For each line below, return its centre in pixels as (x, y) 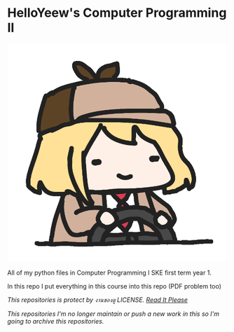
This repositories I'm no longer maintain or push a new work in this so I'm (113, 314)
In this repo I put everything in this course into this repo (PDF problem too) (115, 286)
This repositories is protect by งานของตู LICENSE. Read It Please (97, 300)
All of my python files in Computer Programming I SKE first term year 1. (110, 273)
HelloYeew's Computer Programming (117, 13)
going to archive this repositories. (56, 321)
